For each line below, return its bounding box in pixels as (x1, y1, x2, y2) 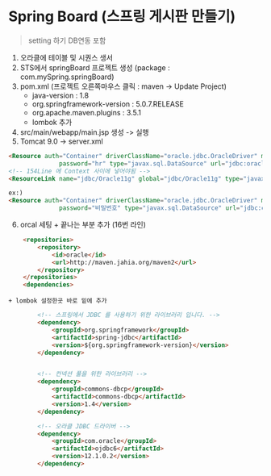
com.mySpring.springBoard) (19, 72, 115, 81)
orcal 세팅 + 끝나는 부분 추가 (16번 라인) (19, 219, 147, 230)
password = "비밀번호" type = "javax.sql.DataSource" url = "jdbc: (59, 204, 262, 212)
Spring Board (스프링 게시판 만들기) (8, 7, 236, 26)
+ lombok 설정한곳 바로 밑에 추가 (8, 297, 107, 305)
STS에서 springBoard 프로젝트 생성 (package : (19, 62, 171, 73)
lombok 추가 (31, 117, 73, 127)
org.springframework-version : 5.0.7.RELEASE (31, 98, 184, 109)
